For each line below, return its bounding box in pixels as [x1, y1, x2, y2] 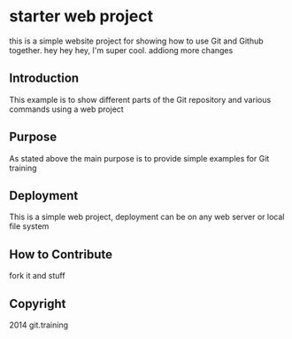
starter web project [9, 6, 153, 27]
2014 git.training [9, 319, 69, 330]
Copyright [9, 296, 66, 311]
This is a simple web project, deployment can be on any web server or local [9, 211, 285, 223]
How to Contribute [9, 247, 113, 262]
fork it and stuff [9, 271, 65, 281]
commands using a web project [9, 104, 124, 114]
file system [9, 221, 50, 232]
